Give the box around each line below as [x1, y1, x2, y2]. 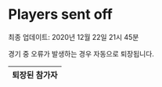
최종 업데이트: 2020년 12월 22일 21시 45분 [8, 32, 139, 42]
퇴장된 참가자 [12, 69, 58, 80]
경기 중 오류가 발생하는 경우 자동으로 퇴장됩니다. [8, 49, 155, 58]
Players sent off [8, 5, 113, 24]
